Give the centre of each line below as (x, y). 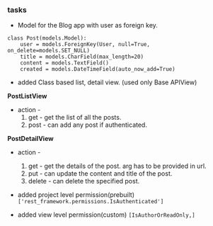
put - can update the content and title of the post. (100, 174)
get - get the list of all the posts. (75, 118)
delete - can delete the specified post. (84, 181)
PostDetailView (31, 139)
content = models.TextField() (65, 63)
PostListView (27, 96)
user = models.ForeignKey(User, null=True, (85, 45)
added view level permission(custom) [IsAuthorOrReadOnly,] (106, 215)
